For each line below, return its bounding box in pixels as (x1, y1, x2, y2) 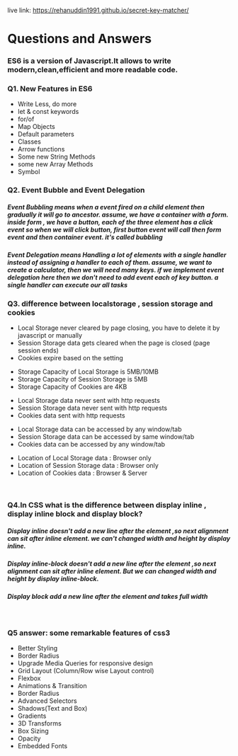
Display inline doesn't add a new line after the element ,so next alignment (7, 527, 229, 535)
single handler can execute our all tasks (7, 281, 128, 290)
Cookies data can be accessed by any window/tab (17, 440, 165, 449)
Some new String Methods (17, 152, 96, 161)
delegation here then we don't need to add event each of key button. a (7, 273, 219, 282)
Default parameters (17, 130, 74, 139)
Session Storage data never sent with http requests (17, 403, 168, 413)
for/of (17, 115, 35, 123)
